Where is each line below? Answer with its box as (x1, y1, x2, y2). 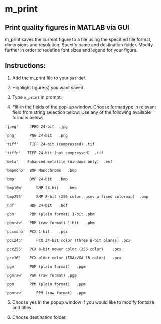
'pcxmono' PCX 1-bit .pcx (5, 229, 68, 234)
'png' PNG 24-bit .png (5, 133, 68, 138)
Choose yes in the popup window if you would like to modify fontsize (12, 299, 155, 305)
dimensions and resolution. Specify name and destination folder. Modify (5, 42, 153, 48)
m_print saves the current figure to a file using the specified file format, (5, 36, 152, 42)
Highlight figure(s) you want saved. (12, 84, 85, 90)
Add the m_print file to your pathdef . (12, 75, 87, 81)
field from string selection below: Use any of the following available (12, 109, 151, 115)
